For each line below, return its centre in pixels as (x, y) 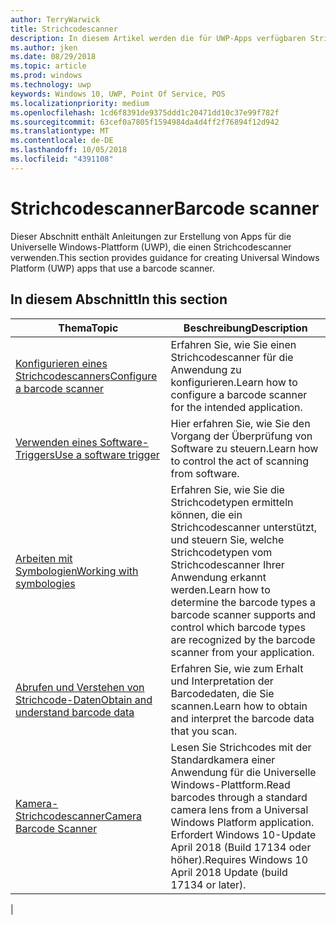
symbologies (45, 583)
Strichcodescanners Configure (86, 376)
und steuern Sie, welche (227, 539)
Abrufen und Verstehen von (80, 687)
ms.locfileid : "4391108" (62, 159)
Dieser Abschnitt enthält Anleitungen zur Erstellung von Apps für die (151, 236)
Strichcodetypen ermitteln (232, 502)
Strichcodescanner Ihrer (227, 564)
